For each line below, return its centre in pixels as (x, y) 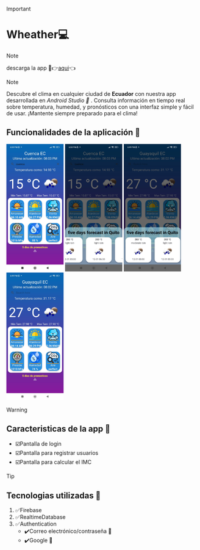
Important (19, 9)
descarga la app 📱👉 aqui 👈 (41, 68)
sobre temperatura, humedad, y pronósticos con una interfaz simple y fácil (100, 107)
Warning (17, 410)
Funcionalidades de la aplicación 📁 (73, 133)
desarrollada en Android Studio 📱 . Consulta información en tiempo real (96, 100)
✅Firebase (28, 510)
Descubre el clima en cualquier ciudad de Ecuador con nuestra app (91, 93)
